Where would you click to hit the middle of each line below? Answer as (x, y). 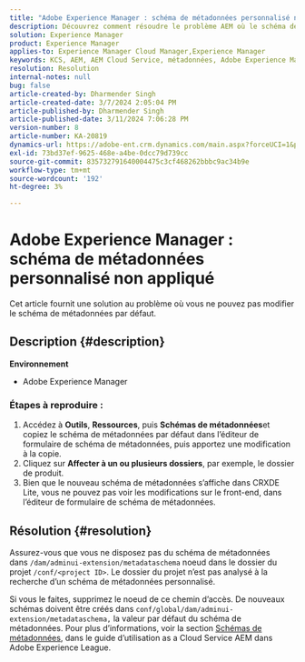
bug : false (30, 85)
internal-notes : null (50, 77)
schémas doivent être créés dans (72, 608)
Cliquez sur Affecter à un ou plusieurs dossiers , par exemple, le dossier (158, 464)
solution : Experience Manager (67, 35)
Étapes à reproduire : (56, 405)
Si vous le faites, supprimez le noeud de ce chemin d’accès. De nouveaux (147, 599)
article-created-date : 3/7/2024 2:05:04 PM (93, 102)
